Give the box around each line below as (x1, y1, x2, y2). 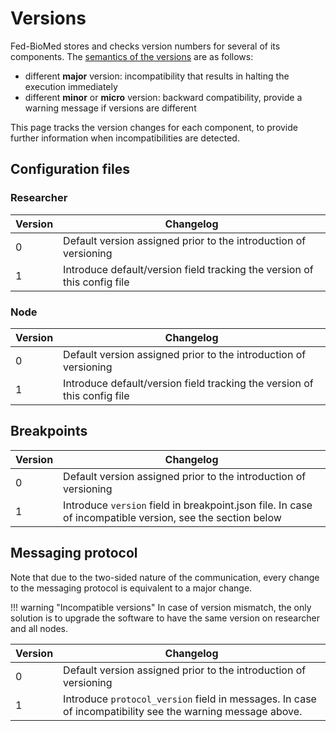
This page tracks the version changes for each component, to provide (10, 121, 298, 133)
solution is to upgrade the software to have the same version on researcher (10, 612, 320, 624)
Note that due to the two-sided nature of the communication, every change (10, 571, 320, 583)
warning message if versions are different (24, 102, 197, 114)
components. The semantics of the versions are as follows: (10, 50, 254, 62)
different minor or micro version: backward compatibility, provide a (24, 91, 303, 103)
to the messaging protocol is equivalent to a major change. (10, 582, 253, 594)
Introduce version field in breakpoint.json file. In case (63, 498, 313, 512)
